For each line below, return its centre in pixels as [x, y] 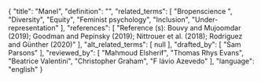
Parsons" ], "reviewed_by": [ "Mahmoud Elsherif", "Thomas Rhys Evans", [126, 53]
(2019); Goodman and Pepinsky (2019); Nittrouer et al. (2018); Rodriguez [125, 36]
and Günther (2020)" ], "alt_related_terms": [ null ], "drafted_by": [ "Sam [125, 45]
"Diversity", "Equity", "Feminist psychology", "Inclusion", [99, 20]
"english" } [26, 69]
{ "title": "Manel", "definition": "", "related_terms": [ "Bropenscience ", [120, 11]
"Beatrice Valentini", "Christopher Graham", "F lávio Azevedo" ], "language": [131, 61]
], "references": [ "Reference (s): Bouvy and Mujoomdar [151, 28]
